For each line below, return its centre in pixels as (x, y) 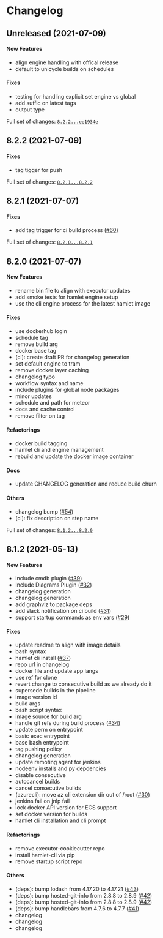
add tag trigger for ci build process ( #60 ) (67, 230)
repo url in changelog (42, 664)
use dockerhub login (41, 331)
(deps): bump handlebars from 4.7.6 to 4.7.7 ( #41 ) (77, 908)
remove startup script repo (49, 861)
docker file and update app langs (57, 671)
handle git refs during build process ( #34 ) (68, 723)
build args (28, 703)
